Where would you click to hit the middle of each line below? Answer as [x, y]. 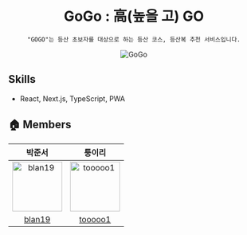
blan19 [37, 219]
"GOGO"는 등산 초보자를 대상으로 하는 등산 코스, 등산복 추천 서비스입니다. [133, 39]
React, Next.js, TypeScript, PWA [73, 98]
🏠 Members [40, 125]
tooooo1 [95, 219]
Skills [22, 79]
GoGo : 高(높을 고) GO [134, 16]
